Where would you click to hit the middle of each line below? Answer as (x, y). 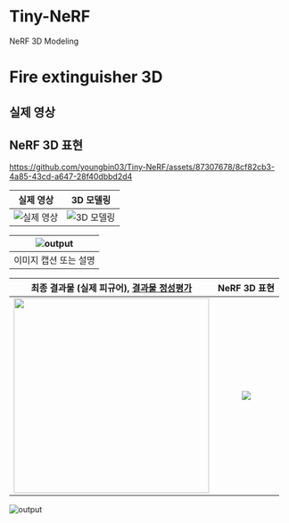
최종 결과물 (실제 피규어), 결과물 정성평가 (111, 289)
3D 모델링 (91, 200)
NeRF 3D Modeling (44, 41)
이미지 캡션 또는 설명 (54, 260)
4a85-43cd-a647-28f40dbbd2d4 (71, 176)
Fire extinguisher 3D (86, 77)
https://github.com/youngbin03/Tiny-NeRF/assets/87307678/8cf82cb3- (142, 168)
